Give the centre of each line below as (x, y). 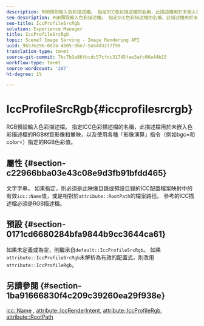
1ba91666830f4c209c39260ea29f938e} (86, 296)
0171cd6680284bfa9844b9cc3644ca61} (86, 234)
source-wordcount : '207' (38, 68)
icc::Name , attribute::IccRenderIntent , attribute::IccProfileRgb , (84, 310)
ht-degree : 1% (24, 74)
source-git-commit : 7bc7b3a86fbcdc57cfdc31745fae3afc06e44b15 (87, 57)
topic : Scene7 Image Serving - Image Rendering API (73, 40)
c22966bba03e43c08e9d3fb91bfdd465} (87, 173)
